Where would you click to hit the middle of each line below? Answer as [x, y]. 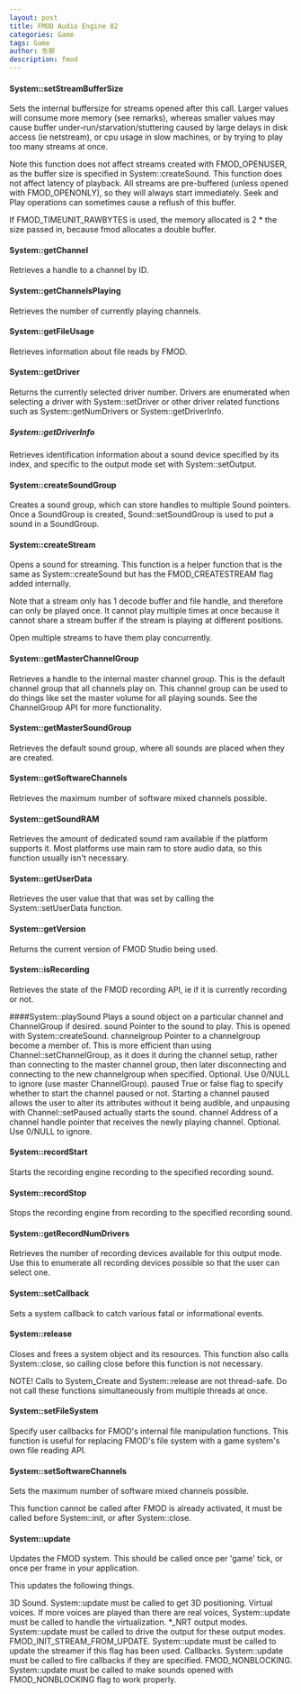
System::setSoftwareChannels [68, 1471]
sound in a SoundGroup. [54, 524]
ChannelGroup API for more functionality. [85, 707]
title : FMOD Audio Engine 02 [64, 26]
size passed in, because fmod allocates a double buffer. [113, 230]
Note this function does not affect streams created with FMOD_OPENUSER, [148, 164]
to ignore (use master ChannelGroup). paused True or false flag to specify [146, 1083]
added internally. [40, 584]
